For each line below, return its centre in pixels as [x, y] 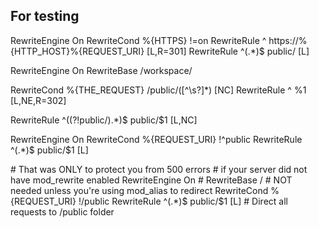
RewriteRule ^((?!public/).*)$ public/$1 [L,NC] [104, 120]
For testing [45, 16]
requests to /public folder [62, 211]
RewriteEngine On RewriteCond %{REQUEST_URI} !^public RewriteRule [156, 139]
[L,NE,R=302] [38, 100]
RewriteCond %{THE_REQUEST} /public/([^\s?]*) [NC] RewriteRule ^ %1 [158, 90]
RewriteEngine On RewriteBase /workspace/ [101, 70]
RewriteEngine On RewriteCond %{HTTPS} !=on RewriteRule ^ [138, 40]
